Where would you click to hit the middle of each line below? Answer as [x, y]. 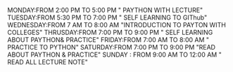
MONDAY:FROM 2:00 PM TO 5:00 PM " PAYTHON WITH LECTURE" [105, 10]
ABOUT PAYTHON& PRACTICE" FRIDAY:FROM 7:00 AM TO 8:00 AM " [108, 40]
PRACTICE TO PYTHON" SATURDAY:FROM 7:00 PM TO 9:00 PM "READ [112, 47]
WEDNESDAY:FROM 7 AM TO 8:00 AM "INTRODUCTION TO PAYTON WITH [117, 25]
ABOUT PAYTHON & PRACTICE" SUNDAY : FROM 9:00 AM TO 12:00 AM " [114, 55]
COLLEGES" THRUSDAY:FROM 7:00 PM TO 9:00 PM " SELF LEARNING [110, 32]
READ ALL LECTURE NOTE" [48, 62]
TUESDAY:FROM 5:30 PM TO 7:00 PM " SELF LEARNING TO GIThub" [107, 17]
